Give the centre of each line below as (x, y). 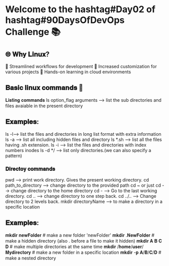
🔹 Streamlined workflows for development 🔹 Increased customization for (81, 66)
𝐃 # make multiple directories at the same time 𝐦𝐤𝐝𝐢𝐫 (61, 246)
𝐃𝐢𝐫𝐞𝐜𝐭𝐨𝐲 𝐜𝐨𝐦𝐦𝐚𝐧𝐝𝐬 (30, 169)
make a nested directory (31, 258)
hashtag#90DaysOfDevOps (65, 20)
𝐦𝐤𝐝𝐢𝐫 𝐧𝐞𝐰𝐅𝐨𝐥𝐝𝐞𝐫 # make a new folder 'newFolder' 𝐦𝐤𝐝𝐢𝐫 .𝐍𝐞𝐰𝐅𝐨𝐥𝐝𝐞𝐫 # (80, 235)
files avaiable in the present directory (44, 106)
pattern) (14, 156)
